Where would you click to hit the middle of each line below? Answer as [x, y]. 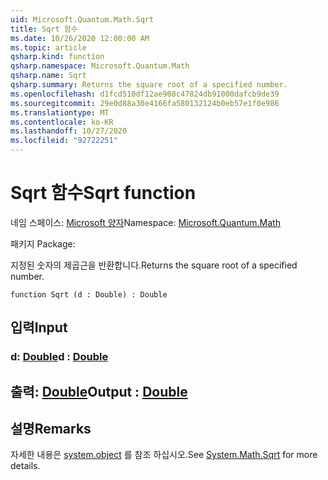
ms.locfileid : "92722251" [64, 141]
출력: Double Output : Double [99, 391]
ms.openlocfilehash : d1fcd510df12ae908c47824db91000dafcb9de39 [145, 94]
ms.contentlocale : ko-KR [62, 122]
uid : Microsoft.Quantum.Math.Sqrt [82, 19]
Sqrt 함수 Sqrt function [103, 193]
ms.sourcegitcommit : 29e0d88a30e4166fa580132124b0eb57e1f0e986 [145, 103]
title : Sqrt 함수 [44, 29]
